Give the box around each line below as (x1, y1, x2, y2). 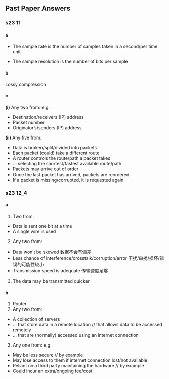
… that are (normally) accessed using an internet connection (12, 332, 139, 338)
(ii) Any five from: (5, 134, 42, 141)
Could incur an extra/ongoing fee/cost (12, 368, 93, 374)
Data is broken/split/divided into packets (12, 144, 97, 150)
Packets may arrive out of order (12, 166, 79, 172)
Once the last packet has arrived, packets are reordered (12, 171, 130, 177)
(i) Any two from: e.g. (5, 104, 50, 110)
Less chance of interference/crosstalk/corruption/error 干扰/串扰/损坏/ (12, 255, 160, 261)
